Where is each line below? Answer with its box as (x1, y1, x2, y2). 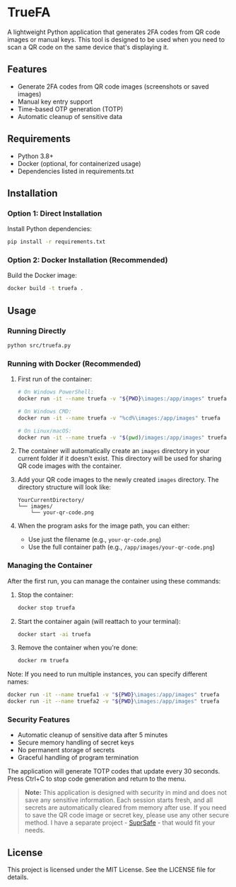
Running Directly (7, 325, 66, 335)
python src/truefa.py (7, 342, 71, 349)
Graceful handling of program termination (17, 753, 139, 762)
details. (7, 873, 29, 881)
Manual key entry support (17, 97, 93, 106)
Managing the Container (7, 561, 93, 571)
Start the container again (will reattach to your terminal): (17, 617, 182, 625)
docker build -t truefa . (7, 285, 83, 292)
